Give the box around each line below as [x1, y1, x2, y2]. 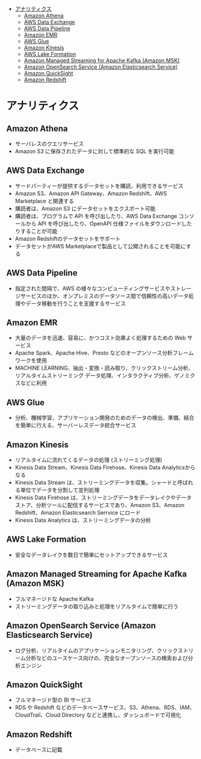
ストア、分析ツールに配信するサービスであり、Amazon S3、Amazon [14, 502, 185, 509]
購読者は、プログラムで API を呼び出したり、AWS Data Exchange [14, 212, 178, 219]
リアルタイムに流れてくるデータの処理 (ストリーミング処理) [14, 456, 162, 464]
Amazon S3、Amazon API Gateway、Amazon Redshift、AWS [14, 189, 167, 197]
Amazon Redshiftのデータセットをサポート [14, 235, 121, 242]
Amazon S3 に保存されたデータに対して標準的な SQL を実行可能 [14, 148, 175, 155]
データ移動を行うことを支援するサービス [25, 300, 126, 307]
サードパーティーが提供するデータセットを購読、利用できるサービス [14, 182, 184, 189]
